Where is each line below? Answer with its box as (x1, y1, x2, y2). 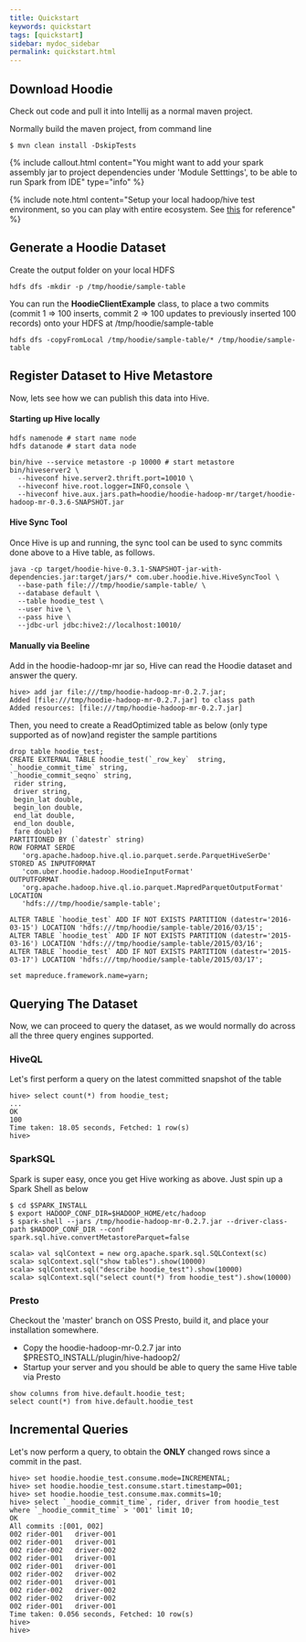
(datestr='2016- (229, 916, 292, 925)
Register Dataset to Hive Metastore (9, 368, 213, 384)
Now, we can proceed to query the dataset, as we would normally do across (9, 1020, 296, 1031)
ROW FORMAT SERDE (9, 843, 76, 853)
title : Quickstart (9, 13, 79, 23)
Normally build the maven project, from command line (9, 123, 212, 134)
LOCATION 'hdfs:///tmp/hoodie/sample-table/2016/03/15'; (42, 923, 263, 933)
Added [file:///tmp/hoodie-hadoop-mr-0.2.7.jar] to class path (9, 696, 256, 705)
